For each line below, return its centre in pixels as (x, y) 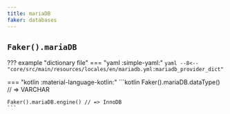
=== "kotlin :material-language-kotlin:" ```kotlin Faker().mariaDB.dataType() (114, 82)
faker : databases (32, 20)
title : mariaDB (29, 13)
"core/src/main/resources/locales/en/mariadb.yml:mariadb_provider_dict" (116, 70)
